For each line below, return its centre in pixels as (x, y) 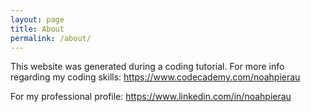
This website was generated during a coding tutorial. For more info (147, 67)
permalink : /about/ (51, 38)
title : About (37, 29)
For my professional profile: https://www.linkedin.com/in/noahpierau (151, 97)
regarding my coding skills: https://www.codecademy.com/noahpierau (155, 77)
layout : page (37, 19)
